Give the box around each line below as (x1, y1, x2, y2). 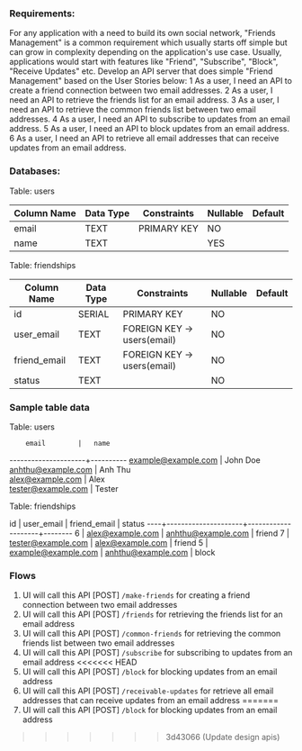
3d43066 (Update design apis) (165, 732, 280, 743)
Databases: (9, 165, 61, 177)
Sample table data (9, 401, 90, 413)
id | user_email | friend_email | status (9, 518, 146, 529)
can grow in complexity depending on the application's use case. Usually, (9, 47, 282, 58)
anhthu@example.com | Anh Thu (9, 464, 131, 475)
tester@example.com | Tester (9, 483, 119, 493)
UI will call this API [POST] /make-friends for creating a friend (22, 590, 250, 601)
